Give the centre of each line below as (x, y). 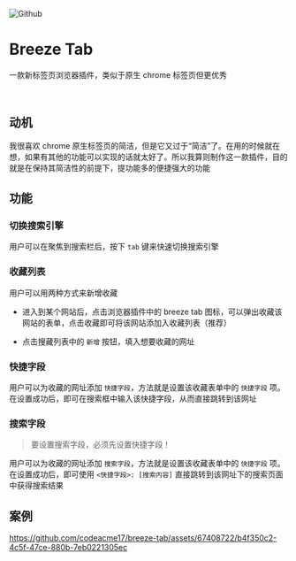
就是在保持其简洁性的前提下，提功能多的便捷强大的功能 (110, 167)
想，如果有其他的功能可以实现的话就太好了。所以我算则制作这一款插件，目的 (148, 157)
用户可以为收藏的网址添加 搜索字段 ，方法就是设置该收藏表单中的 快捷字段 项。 (147, 464)
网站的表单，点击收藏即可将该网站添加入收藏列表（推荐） (126, 322)
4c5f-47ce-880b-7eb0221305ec (68, 548)
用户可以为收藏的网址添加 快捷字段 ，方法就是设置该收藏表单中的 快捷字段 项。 (147, 388)
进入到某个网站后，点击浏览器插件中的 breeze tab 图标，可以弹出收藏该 (152, 311)
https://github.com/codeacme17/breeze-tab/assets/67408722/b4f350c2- (143, 538)
